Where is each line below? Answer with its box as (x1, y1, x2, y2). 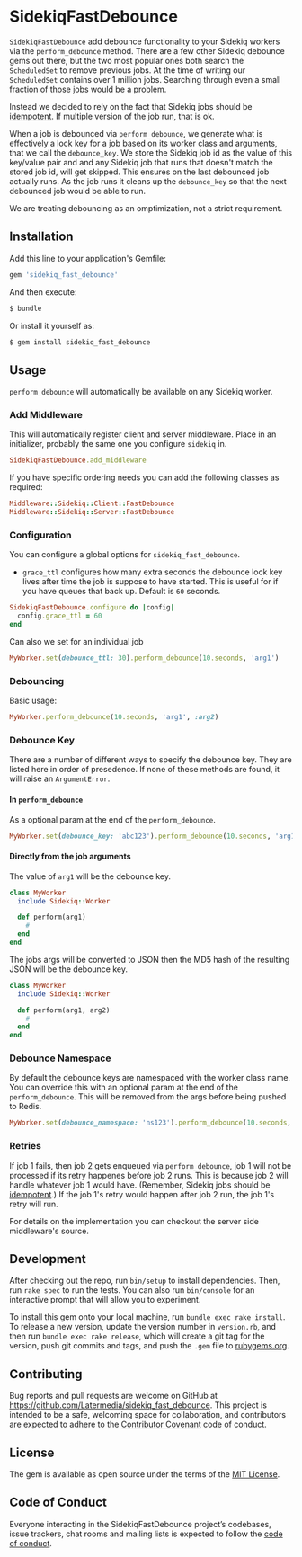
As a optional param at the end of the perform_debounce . (9, 814, 216, 824)
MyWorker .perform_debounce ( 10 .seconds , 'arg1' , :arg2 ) (9, 713, 219, 722)
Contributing (9, 1366, 83, 1382)
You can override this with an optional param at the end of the (9, 1081, 238, 1093)
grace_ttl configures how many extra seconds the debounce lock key (22, 566, 283, 577)
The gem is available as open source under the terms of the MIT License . (9, 1469, 280, 1480)
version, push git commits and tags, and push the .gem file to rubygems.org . (9, 1340, 290, 1351)
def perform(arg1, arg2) (17, 1005, 111, 1015)
